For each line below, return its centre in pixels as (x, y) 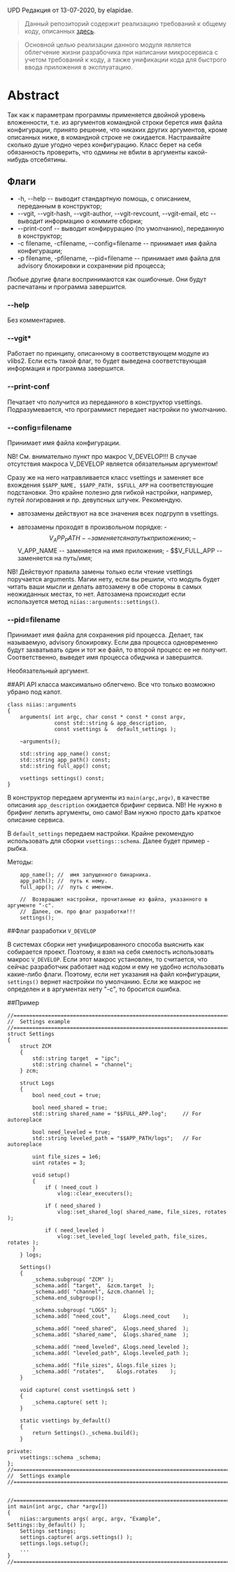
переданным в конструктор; (60, 206)
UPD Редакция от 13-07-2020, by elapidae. (70, 10)
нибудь (18, 159)
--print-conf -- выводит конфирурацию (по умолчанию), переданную (121, 228)
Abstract (33, 96)
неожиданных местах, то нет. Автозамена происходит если (97, 594)
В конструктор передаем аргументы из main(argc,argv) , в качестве (108, 798)
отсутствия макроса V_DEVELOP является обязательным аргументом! (113, 464)
